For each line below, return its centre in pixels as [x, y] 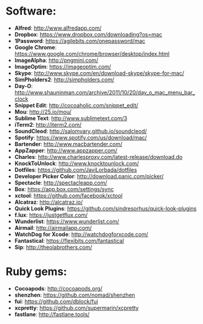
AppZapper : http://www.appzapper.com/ [66, 150]
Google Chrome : [35, 47]
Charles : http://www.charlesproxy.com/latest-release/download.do [98, 157]
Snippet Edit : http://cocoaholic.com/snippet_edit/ [76, 105]
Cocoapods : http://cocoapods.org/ [58, 288]
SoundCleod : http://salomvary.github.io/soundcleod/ [81, 131]
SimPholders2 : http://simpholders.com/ [64, 79]
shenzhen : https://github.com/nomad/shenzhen [75, 295]
